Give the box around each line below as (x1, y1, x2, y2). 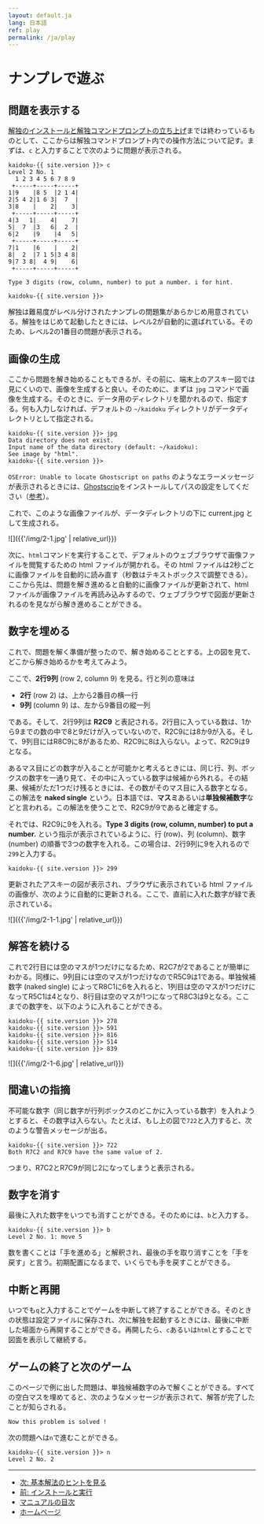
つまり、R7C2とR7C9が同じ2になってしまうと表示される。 (8, 1162, 199, 1172)
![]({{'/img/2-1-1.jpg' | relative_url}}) (8, 914, 123, 924)
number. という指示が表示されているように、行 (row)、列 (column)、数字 (8, 829, 246, 839)
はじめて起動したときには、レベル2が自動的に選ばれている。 (42, 317, 240, 327)
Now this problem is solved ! (8, 1418, 108, 1426)
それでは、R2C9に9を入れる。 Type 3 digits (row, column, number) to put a (8, 819, 254, 829)
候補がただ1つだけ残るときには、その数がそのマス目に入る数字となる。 (21, 783, 252, 792)
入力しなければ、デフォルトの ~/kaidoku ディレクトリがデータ (35, 404, 236, 413)
